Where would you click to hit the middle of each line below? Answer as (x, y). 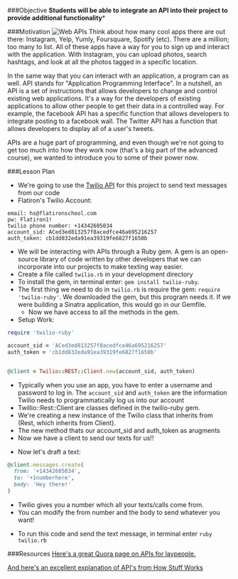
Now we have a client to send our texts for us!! (86, 438)
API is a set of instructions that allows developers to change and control (113, 91)
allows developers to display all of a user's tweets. (81, 129)
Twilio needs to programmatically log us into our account (101, 400)
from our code (39, 193)
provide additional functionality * (56, 18)
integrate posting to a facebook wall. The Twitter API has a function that (113, 121)
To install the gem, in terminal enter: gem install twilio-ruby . (109, 282)
